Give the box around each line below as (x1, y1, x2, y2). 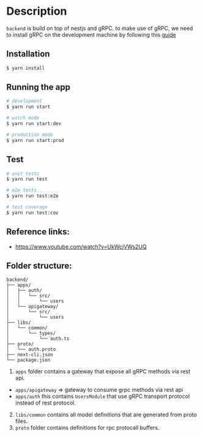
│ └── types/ (6, 331, 56, 337)
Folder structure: (6, 260, 72, 271)
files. (15, 417, 28, 425)
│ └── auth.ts (6, 335, 70, 342)
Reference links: (6, 226, 70, 237)
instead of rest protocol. (15, 399, 76, 406)
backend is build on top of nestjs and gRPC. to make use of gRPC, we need (6, 24, 193, 32)
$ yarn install (6, 65, 45, 71)
